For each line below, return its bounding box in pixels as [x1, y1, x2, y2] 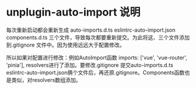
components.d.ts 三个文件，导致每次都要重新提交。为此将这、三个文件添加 [6, 33, 190, 41]
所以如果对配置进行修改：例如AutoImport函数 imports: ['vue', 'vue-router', [6, 54, 188, 61]
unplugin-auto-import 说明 [6, 5, 141, 19]
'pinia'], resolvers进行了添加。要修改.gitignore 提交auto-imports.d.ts [6, 61, 174, 69]
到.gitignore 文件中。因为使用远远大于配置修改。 [6, 41, 125, 48]
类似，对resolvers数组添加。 [11, 76, 82, 84]
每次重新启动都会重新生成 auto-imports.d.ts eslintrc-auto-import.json [6, 26, 176, 33]
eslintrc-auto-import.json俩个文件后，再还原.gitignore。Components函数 [6, 69, 185, 76]
